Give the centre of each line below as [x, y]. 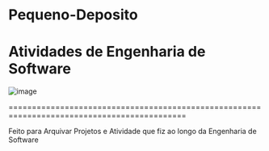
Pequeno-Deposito [74, 15]
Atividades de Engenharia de [107, 52]
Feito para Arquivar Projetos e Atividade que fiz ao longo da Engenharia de [132, 132]
